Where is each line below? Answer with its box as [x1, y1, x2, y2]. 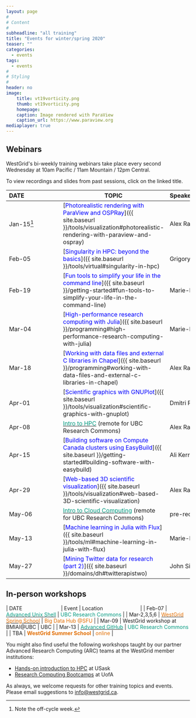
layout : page [6, 8, 38, 15]
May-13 [9, 534, 33, 542]
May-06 [9, 510, 33, 518]
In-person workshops [6, 589, 86, 599]
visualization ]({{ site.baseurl [63, 482, 140, 490]
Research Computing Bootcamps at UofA [14, 671, 114, 678]
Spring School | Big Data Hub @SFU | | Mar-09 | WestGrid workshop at [6, 617, 177, 624]
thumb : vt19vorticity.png [16, 101, 80, 107]
